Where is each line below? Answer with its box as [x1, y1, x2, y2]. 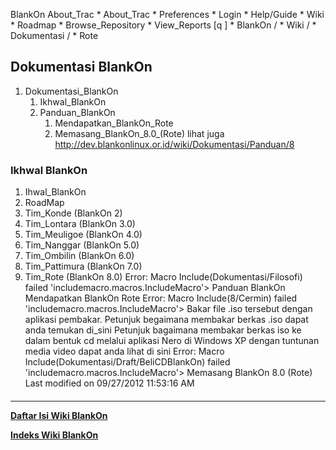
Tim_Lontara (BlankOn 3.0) [24, 218, 136, 230]
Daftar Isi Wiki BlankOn [10, 409, 108, 421]
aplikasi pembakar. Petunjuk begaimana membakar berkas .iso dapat [24, 314, 309, 326]
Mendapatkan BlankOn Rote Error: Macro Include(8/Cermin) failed [24, 292, 298, 304]
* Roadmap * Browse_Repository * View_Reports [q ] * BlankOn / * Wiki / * [10, 19, 317, 31]
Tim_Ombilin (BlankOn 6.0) [24, 250, 135, 262]
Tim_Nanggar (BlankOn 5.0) [24, 239, 140, 251]
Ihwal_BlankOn [24, 186, 87, 198]
